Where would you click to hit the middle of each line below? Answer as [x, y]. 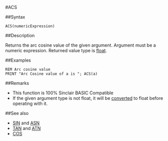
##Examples [18, 60]
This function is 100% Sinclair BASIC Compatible [63, 93]
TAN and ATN [27, 128]
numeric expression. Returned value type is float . [56, 50]
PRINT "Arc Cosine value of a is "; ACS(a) [52, 74]
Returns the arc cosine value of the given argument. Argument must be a [80, 45]
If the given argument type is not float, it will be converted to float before [88, 98]
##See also [17, 113]
